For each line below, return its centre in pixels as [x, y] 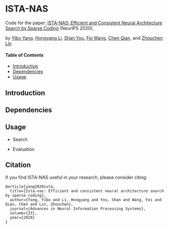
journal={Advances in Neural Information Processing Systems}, [78, 209]
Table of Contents [25, 55]
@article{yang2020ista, [30, 187]
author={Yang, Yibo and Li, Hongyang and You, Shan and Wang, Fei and [86, 200]
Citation [18, 165]
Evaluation [24, 149]
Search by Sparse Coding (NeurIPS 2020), [50, 28]
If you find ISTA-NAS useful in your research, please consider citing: [76, 177]
